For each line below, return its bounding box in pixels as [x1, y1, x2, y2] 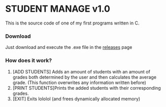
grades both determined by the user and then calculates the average [12, 74, 156, 80]
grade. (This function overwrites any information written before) [12, 79, 146, 86]
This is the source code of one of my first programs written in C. [5, 20, 140, 26]
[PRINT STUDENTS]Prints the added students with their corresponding [12, 85, 161, 91]
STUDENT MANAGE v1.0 [5, 3, 111, 15]
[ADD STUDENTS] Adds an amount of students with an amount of [12, 68, 151, 74]
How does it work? [5, 57, 52, 64]
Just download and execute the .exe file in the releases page [5, 44, 132, 50]
